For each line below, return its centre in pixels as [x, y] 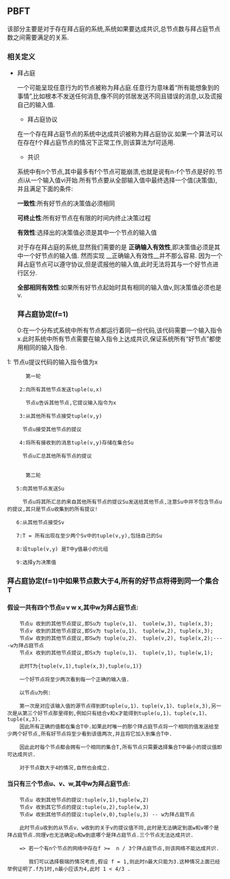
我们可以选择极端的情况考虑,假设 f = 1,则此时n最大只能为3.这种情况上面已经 [124, 862]
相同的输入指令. [45, 348]
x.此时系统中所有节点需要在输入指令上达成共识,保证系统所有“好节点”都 [116, 339]
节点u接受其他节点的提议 [52, 430]
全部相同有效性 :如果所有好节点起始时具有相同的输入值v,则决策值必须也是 [119, 288]
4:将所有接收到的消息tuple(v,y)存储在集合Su [77, 443]
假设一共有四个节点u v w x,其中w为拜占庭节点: [73, 607]
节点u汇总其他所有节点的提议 [57, 456]
